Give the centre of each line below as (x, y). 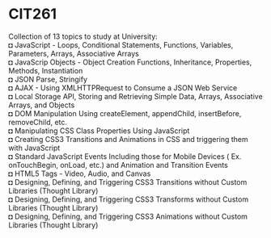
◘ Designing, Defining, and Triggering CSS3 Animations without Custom (128, 216)
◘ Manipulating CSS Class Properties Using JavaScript (99, 131)
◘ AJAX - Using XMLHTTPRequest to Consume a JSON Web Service (123, 88)
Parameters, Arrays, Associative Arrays (74, 53)
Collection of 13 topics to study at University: (83, 36)
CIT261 (33, 14)
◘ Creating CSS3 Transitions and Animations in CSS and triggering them (128, 139)
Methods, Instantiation (46, 70)
